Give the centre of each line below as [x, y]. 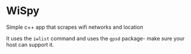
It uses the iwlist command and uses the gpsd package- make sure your [95, 38]
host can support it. [30, 45]
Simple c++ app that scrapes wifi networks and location [75, 27]
